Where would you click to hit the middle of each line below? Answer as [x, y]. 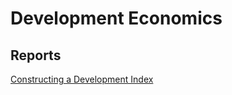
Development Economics [116, 18]
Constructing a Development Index [82, 79]
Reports [36, 55]
